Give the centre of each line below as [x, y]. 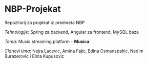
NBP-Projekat [33, 9]
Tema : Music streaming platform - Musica [47, 41]
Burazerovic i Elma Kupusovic [34, 56]
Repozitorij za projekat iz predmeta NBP [45, 22]
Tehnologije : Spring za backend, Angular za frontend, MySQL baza [72, 32]
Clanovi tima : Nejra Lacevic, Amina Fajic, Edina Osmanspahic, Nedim [74, 51]
